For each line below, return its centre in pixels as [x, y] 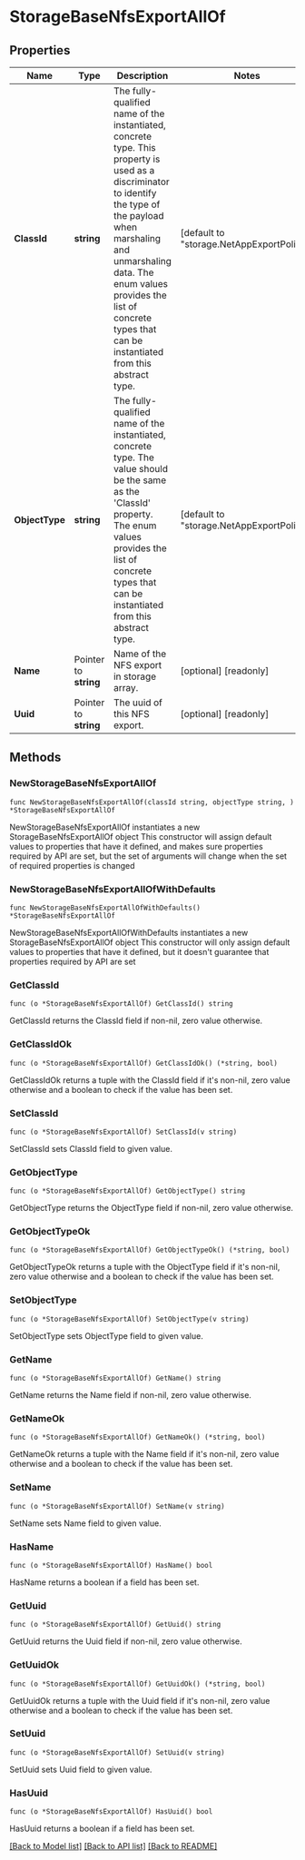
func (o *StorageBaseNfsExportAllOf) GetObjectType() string [128, 1191]
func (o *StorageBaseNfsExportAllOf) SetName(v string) [117, 1506]
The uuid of [138, 703]
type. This [134, 148]
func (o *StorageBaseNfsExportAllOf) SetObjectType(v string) [129, 1319]
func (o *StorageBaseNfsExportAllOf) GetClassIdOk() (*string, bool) [144, 1063]
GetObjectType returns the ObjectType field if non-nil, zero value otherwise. [151, 1208]
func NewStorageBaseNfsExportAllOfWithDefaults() [105, 908]
